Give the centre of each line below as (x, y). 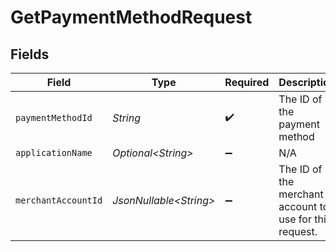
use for (295, 219)
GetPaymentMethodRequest (131, 17)
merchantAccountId (59, 200)
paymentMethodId (54, 117)
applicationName (54, 152)
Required (247, 82)
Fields (30, 54)
